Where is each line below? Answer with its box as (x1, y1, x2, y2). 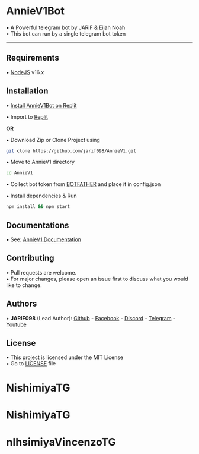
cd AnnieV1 (6, 170, 33, 176)
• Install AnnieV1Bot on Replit (6, 102, 77, 109)
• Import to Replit (6, 113, 49, 120)
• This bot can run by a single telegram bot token (6, 30, 126, 37)
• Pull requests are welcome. (6, 269, 77, 276)
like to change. (6, 281, 43, 289)
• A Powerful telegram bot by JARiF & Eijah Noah (6, 24, 126, 31)
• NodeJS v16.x (6, 68, 44, 75)
